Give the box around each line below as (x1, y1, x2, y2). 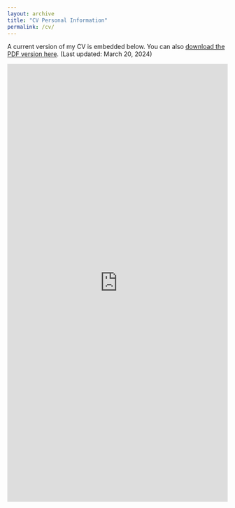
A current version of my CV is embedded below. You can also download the (7, 43, 225, 51)
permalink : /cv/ (7, 23, 55, 30)
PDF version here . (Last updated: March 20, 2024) (7, 50, 152, 58)
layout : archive (7, 10, 55, 18)
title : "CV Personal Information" (7, 17, 108, 24)
